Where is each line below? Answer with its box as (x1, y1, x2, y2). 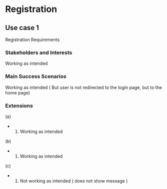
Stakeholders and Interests (5, 49, 72, 56)
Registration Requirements (5, 36, 60, 42)
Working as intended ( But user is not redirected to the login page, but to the (5, 84, 162, 90)
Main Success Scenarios (5, 73, 66, 80)
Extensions (5, 102, 33, 109)
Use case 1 (5, 23, 39, 32)
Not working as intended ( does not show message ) (19, 177, 128, 183)
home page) (5, 89, 30, 95)
